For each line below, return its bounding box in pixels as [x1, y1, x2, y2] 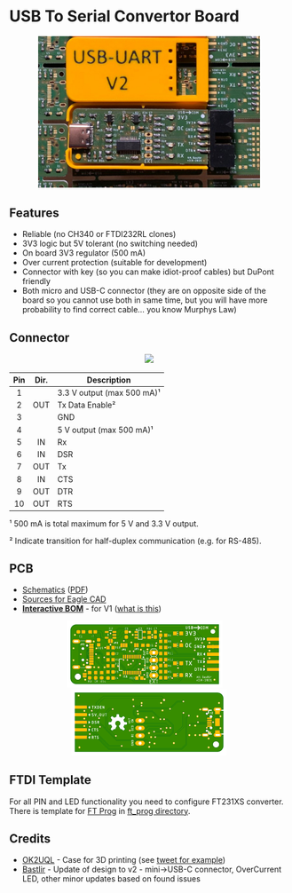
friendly [21, 276, 51, 287]
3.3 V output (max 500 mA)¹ [57, 387, 161, 398]
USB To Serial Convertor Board [9, 6, 240, 27]
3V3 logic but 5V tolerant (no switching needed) [21, 238, 198, 249]
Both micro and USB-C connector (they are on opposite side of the [21, 286, 266, 296]
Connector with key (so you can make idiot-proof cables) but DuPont [21, 266, 275, 277]
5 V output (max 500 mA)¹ [57, 424, 154, 435]
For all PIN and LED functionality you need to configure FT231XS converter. [9, 796, 284, 807]
